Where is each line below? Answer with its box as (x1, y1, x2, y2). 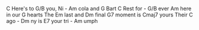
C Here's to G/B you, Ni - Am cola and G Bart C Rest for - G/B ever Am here (6, 5, 192, 12)
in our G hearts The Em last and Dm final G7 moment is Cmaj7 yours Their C (6, 11, 193, 18)
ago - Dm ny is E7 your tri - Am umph (6, 18, 98, 24)
